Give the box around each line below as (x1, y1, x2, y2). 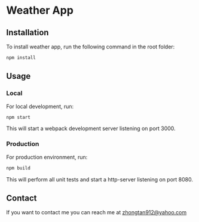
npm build (6, 165, 31, 171)
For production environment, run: (6, 153, 88, 161)
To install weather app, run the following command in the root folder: (6, 43, 175, 50)
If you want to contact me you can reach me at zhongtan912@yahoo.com (6, 209, 187, 216)
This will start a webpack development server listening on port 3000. (6, 125, 176, 132)
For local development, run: (6, 103, 74, 110)
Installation (6, 27, 49, 38)
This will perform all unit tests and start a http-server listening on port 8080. (6, 175, 193, 183)
